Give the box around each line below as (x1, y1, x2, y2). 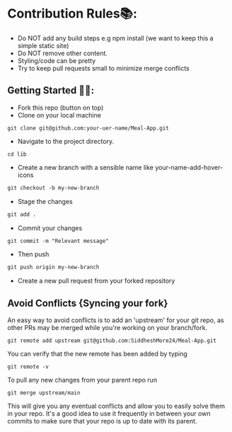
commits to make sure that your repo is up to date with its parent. (7, 417, 197, 426)
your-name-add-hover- (155, 163, 224, 171)
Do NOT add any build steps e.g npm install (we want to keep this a (17, 33, 214, 42)
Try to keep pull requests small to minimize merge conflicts (17, 64, 190, 72)
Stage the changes (17, 197, 73, 205)
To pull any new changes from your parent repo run (7, 376, 158, 385)
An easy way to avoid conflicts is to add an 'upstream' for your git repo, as (7, 316, 224, 324)
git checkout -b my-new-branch (7, 184, 100, 191)
